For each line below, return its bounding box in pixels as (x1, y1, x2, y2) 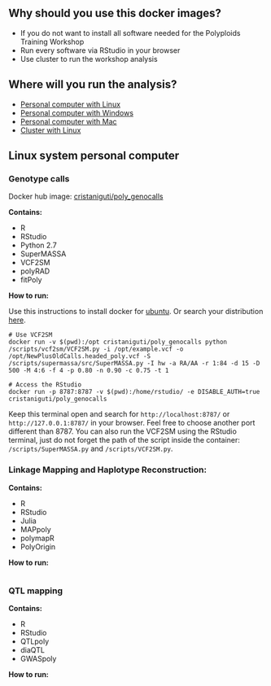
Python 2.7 (20, 240, 57, 251)
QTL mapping (8, 585, 63, 596)
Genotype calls (8, 173, 70, 184)
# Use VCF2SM (8, 331, 53, 339)
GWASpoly (20, 653, 57, 663)
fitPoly (20, 275, 42, 285)
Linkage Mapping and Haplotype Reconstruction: (8, 464, 208, 475)
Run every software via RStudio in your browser (20, 45, 181, 55)
